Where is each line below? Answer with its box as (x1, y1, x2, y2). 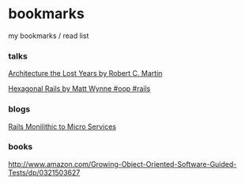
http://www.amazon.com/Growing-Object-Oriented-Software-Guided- (8, 159, 237, 168)
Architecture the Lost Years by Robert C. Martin (8, 69, 163, 78)
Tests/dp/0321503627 (8, 168, 81, 177)
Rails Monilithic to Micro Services (8, 122, 117, 131)
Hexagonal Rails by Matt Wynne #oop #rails (8, 84, 151, 93)
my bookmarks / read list (8, 31, 89, 40)
